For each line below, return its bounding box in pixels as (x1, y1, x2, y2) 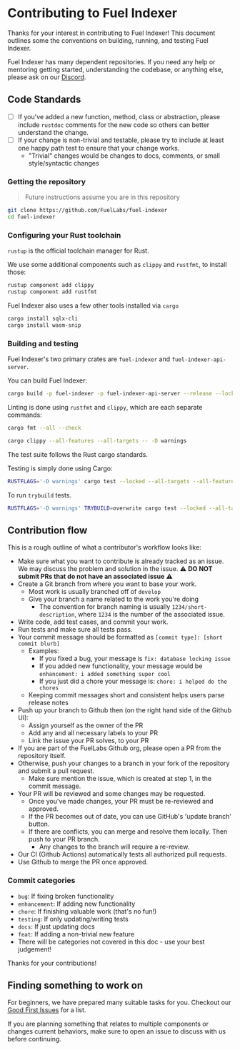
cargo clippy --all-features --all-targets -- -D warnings (7, 437, 187, 444)
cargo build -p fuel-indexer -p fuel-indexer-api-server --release (7, 390, 213, 398)
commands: (7, 410, 43, 419)
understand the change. (17, 128, 89, 136)
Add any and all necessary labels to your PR (28, 729, 159, 737)
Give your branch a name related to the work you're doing (28, 595, 199, 604)
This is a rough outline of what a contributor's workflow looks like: (7, 543, 201, 552)
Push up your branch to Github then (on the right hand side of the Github (17, 706, 232, 715)
